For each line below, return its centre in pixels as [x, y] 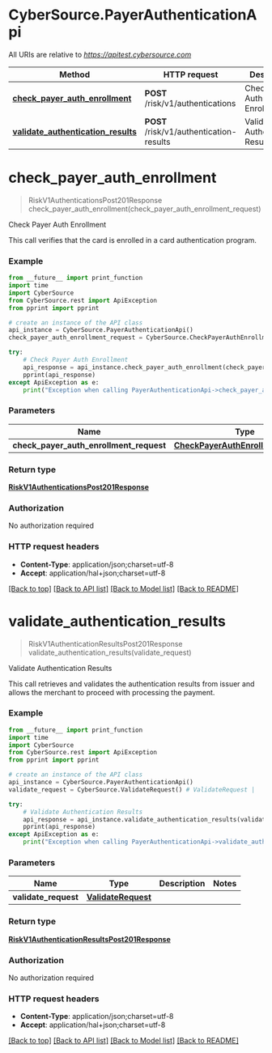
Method [75, 74]
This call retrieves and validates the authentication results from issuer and [132, 684]
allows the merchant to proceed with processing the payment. [112, 692]
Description [182, 884]
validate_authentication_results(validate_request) [110, 652]
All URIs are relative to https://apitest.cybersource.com [100, 54]
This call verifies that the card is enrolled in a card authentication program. [133, 240]
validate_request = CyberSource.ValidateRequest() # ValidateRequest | [132, 790]
